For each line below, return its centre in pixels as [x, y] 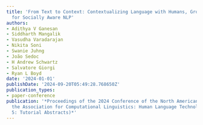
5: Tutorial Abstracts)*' [44, 112]
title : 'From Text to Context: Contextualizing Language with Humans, [97, 12]
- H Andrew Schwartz [32, 62]
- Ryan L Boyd [24, 73]
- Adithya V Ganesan [32, 29]
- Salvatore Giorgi [31, 68]
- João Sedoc [23, 56]
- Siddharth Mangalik [34, 34]
